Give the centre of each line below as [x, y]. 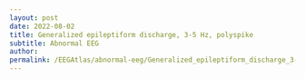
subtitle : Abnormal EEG [54, 43]
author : [24, 52]
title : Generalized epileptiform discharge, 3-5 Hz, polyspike [132, 35]
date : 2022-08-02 [42, 26]
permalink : [30, 60]
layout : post [34, 18]
